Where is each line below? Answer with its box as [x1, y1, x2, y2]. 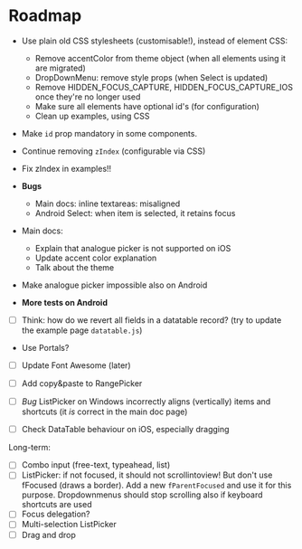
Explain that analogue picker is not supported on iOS [34, 242, 231, 253]
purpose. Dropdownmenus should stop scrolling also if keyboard [21, 489, 263, 500]
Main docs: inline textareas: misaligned [34, 198, 181, 209]
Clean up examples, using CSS [34, 110, 150, 121]
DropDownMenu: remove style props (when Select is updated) [34, 71, 269, 82]
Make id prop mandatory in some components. [21, 128, 198, 138]
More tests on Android [21, 297, 108, 308]
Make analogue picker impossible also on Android [21, 279, 208, 290]
